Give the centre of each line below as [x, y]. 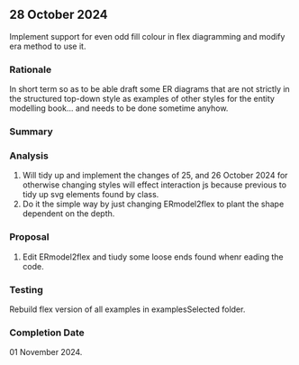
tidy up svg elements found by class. [91, 195]
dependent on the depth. [68, 214]
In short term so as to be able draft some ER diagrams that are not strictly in [149, 89]
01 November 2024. [46, 352]
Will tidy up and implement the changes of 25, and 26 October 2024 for [155, 176]
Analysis [29, 155]
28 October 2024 [59, 15]
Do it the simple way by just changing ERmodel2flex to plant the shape [153, 204]
